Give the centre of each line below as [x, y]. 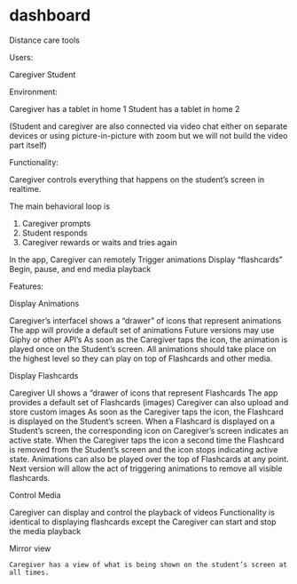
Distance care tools [44, 40]
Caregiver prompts [56, 223]
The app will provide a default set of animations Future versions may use [142, 330]
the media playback [45, 531]
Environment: [33, 92]
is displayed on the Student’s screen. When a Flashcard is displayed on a [142, 421]
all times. [29, 572]
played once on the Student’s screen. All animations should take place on [143, 348]
